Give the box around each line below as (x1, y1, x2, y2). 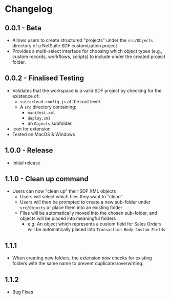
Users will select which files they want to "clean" (19, 194, 123, 200)
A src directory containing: (19, 104, 77, 110)
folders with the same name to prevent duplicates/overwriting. (12, 260, 144, 267)
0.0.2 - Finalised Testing (5, 74, 84, 83)
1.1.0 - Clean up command (5, 175, 89, 183)
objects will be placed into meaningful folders (19, 215, 116, 221)
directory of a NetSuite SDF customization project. (12, 43, 119, 49)
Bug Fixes (12, 289, 34, 295)
